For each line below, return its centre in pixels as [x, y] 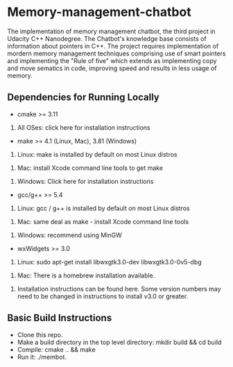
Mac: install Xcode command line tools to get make [90, 168]
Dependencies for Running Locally [83, 97]
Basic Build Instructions [60, 318]
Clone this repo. [40, 334]
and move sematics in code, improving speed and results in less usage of [112, 68]
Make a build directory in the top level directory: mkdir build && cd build [119, 342]
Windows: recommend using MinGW [70, 235]
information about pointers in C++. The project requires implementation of [113, 46]
